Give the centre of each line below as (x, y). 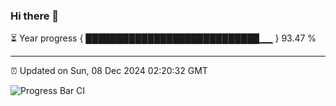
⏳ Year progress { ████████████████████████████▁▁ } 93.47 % (163, 38)
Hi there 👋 (35, 16)
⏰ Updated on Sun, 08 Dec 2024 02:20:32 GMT (109, 71)
